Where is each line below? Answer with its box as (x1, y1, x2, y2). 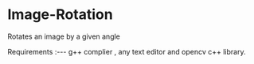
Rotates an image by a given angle (7, 32, 121, 41)
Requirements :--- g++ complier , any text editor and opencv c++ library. (7, 47, 246, 56)
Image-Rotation (7, 6, 113, 24)
